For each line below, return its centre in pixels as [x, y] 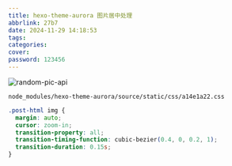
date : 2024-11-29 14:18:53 [53, 30]
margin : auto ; [38, 118]
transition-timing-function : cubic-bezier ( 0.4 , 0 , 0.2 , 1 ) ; [116, 140]
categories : [28, 45]
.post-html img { [37, 110]
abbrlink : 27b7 [33, 23]
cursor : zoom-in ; [44, 125]
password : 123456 [37, 60]
